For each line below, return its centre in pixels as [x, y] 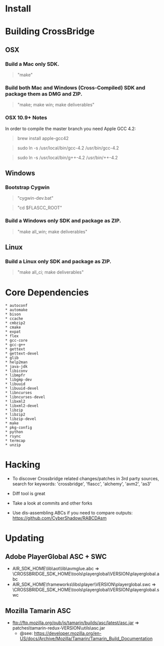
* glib [12, 358]
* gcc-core [16, 341]
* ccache [14, 319]
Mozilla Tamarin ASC [38, 611]
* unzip [13, 445]
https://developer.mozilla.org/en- [68, 634]
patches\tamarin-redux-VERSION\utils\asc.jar [59, 628]
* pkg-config [19, 428]
